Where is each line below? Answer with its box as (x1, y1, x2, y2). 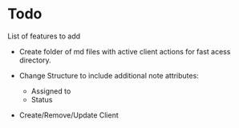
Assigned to (30, 86, 71, 96)
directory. (18, 55, 51, 65)
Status (30, 94, 53, 104)
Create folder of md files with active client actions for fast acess (18, 46, 231, 56)
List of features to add (7, 31, 81, 41)
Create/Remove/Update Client (18, 110, 119, 120)
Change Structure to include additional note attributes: (18, 70, 200, 80)
